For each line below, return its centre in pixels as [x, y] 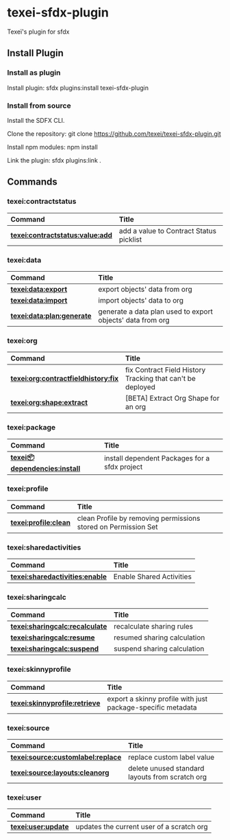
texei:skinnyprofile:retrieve [55, 703]
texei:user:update [40, 827]
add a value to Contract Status [168, 231]
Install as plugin [34, 73]
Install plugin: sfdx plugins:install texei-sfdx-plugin [78, 88]
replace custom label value [171, 757]
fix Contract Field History [166, 370]
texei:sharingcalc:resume [53, 638]
